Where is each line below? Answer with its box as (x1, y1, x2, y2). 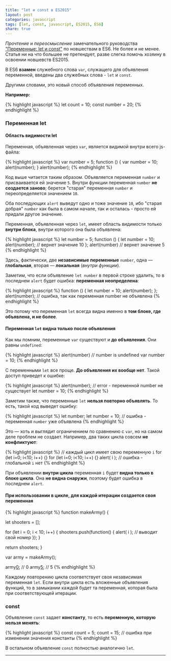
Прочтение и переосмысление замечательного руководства (5, 40, 138, 46)
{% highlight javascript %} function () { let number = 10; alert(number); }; (5, 287, 158, 294)
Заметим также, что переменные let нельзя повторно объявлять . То (5, 398, 158, 404)
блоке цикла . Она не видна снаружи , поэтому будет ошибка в (5, 475, 143, 482)
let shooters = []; (5, 519, 41, 525)
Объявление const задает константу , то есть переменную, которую (5, 614, 156, 620)
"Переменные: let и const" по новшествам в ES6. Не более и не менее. (5, 46, 160, 52)
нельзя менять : (5, 620, 40, 626)
